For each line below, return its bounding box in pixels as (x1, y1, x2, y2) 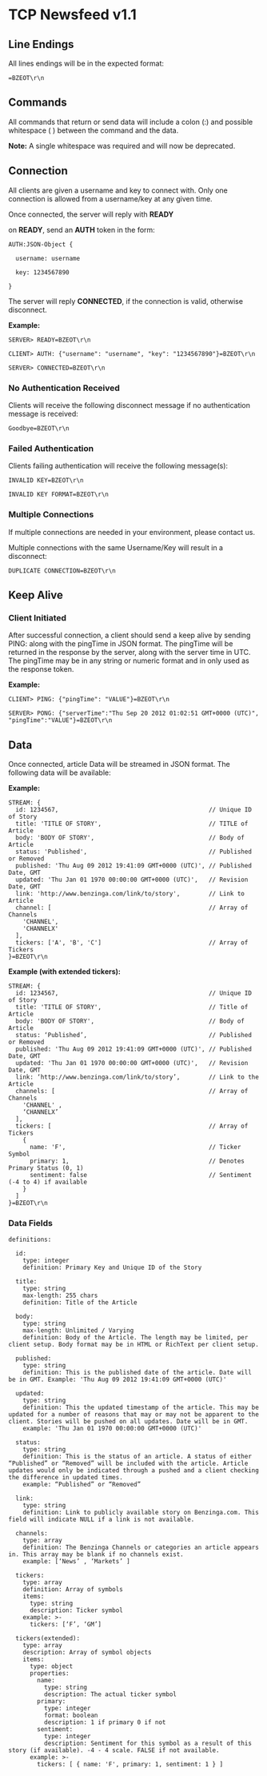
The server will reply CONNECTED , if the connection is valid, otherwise (8, 296, 244, 305)
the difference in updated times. (8, 1474, 124, 1482)
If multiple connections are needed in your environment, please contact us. (8, 527, 256, 537)
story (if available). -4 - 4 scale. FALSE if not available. (8, 1746, 220, 1754)
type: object (29, 1662, 74, 1670)
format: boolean (43, 1711, 98, 1720)
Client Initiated (8, 612, 66, 623)
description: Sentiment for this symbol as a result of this (43, 1739, 252, 1748)
